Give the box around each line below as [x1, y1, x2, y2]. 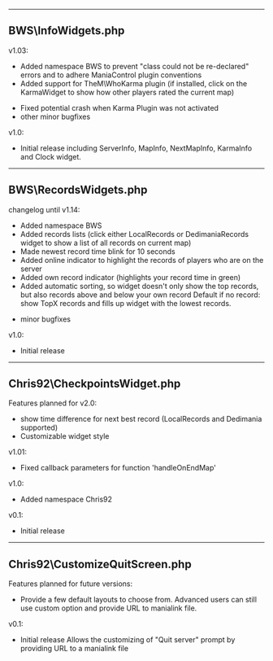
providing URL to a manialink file [19, 644, 128, 654]
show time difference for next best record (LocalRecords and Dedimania [19, 414, 262, 424]
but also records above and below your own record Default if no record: [19, 290, 261, 300]
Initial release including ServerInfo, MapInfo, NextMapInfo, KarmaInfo [19, 143, 253, 153]
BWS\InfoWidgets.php [8, 24, 125, 37]
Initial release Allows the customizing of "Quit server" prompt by [19, 635, 236, 645]
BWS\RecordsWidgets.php [8, 183, 148, 197]
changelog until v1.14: [8, 204, 80, 214]
